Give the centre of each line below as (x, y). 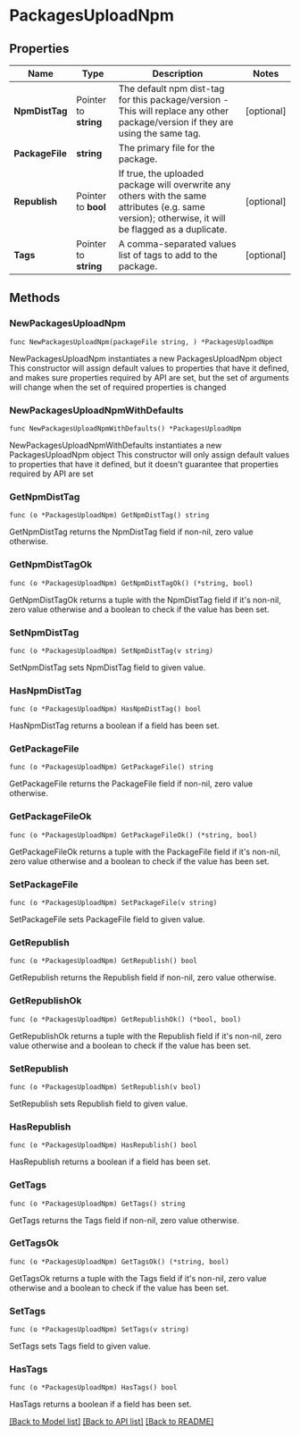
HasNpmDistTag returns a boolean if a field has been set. (115, 726)
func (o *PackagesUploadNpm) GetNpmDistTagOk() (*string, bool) (131, 583)
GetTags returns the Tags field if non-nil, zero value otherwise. (124, 1220)
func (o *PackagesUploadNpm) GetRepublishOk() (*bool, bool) (125, 1020)
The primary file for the (167, 148)
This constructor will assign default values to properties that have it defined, (150, 368)
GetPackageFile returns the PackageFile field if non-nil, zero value (131, 784)
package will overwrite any (175, 185)
